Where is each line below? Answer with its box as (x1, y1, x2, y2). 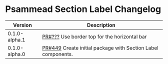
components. (42, 50, 73, 57)
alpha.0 (7, 50, 25, 57)
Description (86, 21, 116, 28)
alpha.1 (7, 36, 25, 43)
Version (13, 21, 32, 28)
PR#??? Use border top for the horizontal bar (42, 33, 147, 40)
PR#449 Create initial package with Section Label (42, 44, 158, 51)
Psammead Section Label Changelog (5, 3, 161, 15)
